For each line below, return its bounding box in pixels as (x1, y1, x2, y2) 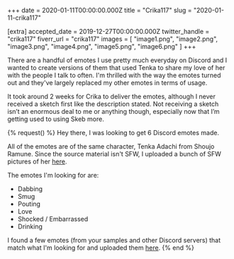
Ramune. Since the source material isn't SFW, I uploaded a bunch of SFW (7, 150, 222, 158)
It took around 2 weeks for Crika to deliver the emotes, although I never (7, 92, 216, 100)
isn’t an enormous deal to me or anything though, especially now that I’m (7, 108, 220, 115)
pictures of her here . (7, 157, 67, 166)
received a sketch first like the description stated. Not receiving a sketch (7, 100, 219, 108)
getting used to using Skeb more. (7, 115, 104, 123)
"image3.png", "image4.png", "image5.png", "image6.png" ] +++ (7, 42, 196, 50)
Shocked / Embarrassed (17, 215, 89, 223)
